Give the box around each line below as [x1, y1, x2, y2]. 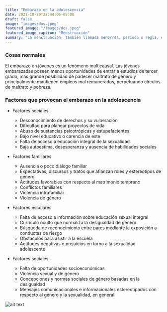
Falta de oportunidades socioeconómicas [19, 265, 105, 272]
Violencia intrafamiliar [19, 190, 65, 196]
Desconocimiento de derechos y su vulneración [19, 118, 118, 124]
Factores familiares [12, 154, 52, 159]
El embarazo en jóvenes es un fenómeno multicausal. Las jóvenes [5, 63, 140, 69]
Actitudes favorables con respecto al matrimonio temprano [19, 179, 141, 185]
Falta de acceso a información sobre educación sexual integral [19, 214, 149, 220]
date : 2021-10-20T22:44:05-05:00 [5, 12, 75, 17]
